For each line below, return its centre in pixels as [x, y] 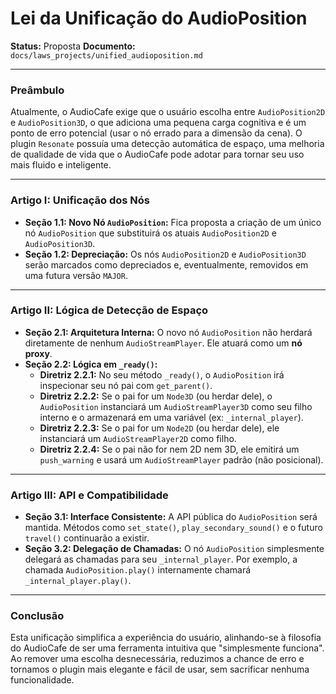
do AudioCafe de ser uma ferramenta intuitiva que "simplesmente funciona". [167, 648]
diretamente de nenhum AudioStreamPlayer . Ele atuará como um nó [163, 343]
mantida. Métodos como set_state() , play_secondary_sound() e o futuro [173, 528]
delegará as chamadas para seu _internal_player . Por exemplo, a [161, 559]
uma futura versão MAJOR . [76, 275]
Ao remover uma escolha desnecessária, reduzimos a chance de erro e [157, 659]
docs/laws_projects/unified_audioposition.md [106, 55]
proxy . [38, 353]
